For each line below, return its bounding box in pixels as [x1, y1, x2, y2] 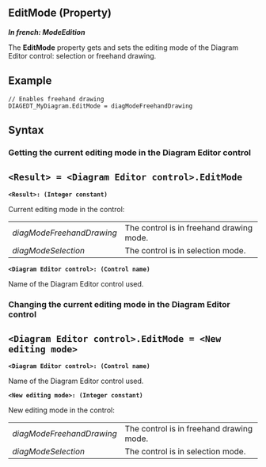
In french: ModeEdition [8, 27, 85, 36]
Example [8, 74, 52, 88]
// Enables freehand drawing [8, 95, 104, 103]
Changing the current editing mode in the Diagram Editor [8, 298, 231, 309]
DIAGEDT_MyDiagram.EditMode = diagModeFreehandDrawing [8, 102, 193, 110]
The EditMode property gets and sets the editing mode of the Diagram [8, 43, 239, 52]
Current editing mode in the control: [8, 204, 125, 214]
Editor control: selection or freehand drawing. [8, 51, 157, 60]
